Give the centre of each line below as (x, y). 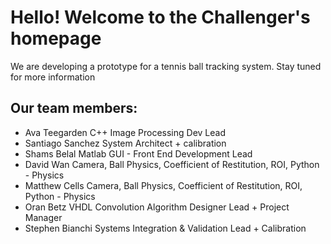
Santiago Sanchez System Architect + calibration (125, 143)
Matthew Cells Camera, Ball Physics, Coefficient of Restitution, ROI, (163, 185)
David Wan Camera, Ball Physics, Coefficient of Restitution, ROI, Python (172, 164)
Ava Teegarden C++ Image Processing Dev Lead (125, 132)
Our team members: (74, 108)
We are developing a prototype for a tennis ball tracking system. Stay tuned (166, 66)
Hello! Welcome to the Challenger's (160, 17)
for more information (53, 77)
